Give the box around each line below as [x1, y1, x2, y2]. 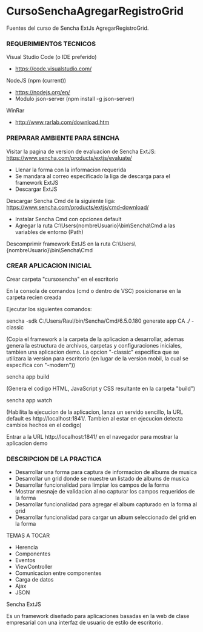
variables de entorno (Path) [15, 228, 84, 235]
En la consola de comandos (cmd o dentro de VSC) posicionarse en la [6, 287, 181, 294]
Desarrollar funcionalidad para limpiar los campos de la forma [15, 481, 170, 489]
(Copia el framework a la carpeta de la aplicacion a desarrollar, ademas [6, 335, 184, 343]
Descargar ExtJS [15, 185, 58, 193]
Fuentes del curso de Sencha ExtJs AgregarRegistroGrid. [6, 24, 149, 32]
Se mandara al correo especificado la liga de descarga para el [15, 172, 171, 180]
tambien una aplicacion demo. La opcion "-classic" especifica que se [6, 348, 180, 355]
